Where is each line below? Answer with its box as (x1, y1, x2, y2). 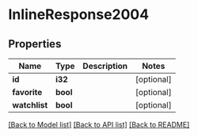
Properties (8, 37, 62, 51)
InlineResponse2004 (8, 6, 149, 24)
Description (82, 61, 128, 71)
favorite (12, 87, 43, 97)
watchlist (12, 100, 48, 110)
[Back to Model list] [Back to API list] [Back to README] (8, 120, 190, 129)
